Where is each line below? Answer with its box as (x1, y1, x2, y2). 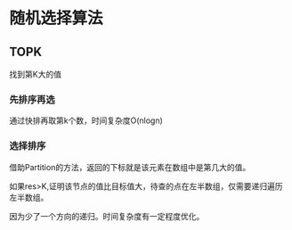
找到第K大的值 (9, 69, 62, 79)
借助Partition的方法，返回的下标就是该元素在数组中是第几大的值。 (9, 161, 251, 172)
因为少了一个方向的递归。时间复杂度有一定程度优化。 (9, 210, 205, 221)
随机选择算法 (9, 8, 104, 29)
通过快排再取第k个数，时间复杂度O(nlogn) (9, 115, 163, 126)
